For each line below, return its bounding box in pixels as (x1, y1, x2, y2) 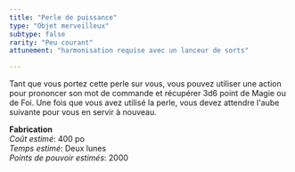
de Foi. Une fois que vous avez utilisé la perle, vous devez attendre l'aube (9, 97, 280, 108)
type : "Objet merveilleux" (9, 21, 110, 30)
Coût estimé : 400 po (9, 134, 85, 144)
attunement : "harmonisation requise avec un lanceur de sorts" (9, 46, 250, 55)
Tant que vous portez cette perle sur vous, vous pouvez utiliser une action (9, 78, 283, 89)
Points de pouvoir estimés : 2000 (9, 152, 129, 163)
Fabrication (9, 124, 53, 135)
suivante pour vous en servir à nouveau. (9, 107, 158, 118)
